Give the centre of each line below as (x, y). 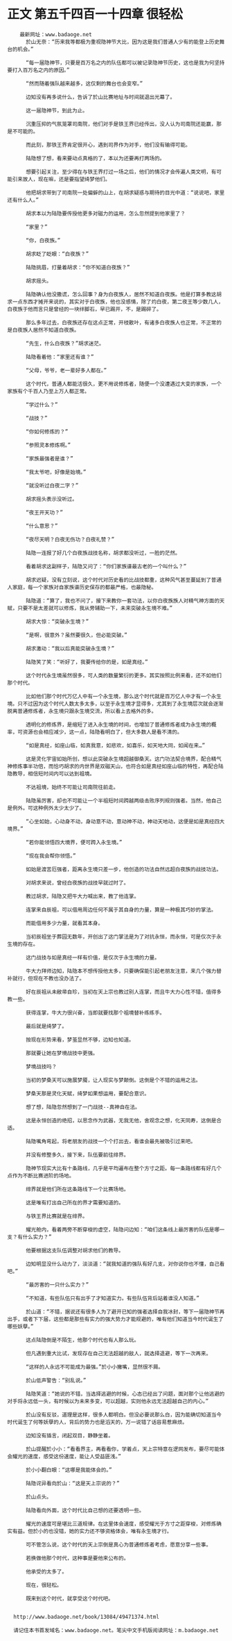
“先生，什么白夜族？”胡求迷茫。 (65, 343)
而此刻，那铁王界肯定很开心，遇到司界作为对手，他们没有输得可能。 (108, 145)
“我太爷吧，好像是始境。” (56, 472)
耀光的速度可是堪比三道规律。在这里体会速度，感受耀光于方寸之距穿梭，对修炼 (121, 1523)
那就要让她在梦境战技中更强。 (62, 1053)
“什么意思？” (42, 526)
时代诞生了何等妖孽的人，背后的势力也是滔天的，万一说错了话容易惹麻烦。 (98, 1422)
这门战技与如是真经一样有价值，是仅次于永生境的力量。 (93, 957)
